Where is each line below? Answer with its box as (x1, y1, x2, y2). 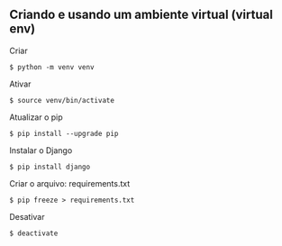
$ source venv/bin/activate (9, 96, 115, 105)
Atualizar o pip (9, 112, 63, 123)
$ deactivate (9, 229, 59, 238)
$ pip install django (9, 162, 91, 171)
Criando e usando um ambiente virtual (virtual (9, 7, 273, 23)
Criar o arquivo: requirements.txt (9, 178, 131, 188)
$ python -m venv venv (9, 62, 95, 71)
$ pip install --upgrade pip (9, 129, 119, 138)
